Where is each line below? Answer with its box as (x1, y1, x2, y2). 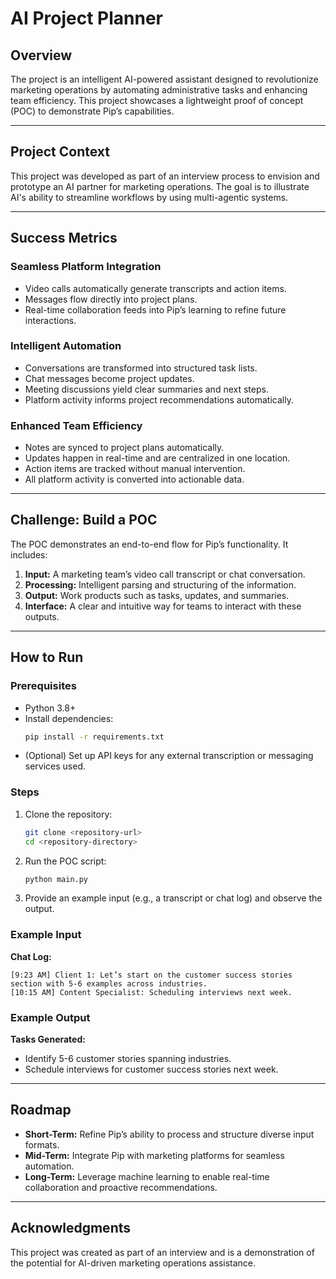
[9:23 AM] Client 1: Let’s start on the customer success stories (10, 970, 293, 980)
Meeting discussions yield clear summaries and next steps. (24, 383, 269, 395)
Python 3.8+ (24, 702, 77, 714)
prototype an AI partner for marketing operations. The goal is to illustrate (10, 180, 310, 192)
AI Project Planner (10, 7, 163, 30)
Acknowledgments (10, 1220, 132, 1237)
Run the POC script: (24, 855, 107, 867)
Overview (10, 47, 73, 64)
